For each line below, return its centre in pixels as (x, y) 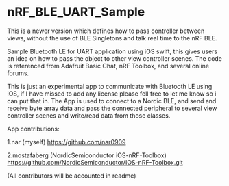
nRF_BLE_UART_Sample (76, 12)
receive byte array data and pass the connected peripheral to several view (112, 108)
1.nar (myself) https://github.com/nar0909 (67, 142)
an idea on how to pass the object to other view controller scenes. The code (115, 58)
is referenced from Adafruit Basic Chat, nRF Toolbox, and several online (108, 66)
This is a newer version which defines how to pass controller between (106, 31)
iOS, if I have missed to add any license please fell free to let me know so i (112, 94)
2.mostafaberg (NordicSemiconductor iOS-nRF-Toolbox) (87, 155)
